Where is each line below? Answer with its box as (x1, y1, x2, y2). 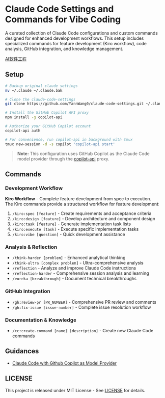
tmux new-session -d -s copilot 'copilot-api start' (5, 141, 115, 147)
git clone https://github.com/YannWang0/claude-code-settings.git (5, 102, 144, 106)
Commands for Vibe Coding (5, 14, 121, 25)
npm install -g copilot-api (5, 115, 63, 120)
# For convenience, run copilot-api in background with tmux (5, 137, 133, 142)
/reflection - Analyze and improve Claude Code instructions (12, 265, 137, 271)
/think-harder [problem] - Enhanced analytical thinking (12, 255, 126, 261)
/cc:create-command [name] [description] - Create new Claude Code (12, 328, 154, 334)
